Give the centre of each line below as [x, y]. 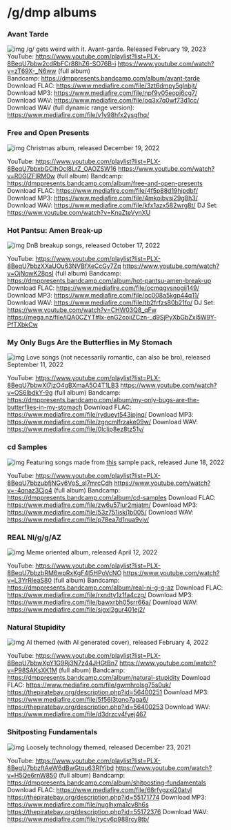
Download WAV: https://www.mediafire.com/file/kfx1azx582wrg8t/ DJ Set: [113, 205]
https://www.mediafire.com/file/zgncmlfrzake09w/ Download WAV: [103, 422]
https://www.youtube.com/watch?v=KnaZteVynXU [79, 212]
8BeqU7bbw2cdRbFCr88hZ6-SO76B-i [62, 64]
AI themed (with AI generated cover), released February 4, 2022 [118, 643]
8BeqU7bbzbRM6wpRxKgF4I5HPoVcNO [64, 572]
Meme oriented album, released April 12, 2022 [92, 552]
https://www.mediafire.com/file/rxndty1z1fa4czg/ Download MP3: [100, 594]
